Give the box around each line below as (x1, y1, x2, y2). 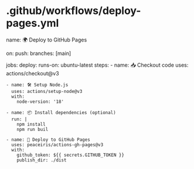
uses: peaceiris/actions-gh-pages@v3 (11, 142, 104, 147)
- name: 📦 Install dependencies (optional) (6, 109, 116, 115)
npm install (16, 121, 46, 127)
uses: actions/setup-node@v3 (11, 88, 83, 94)
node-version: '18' (16, 98, 64, 105)
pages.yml (6, 16, 59, 30)
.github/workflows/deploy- (6, 4, 141, 18)
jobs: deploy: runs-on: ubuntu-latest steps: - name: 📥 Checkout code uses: (6, 61, 189, 68)
